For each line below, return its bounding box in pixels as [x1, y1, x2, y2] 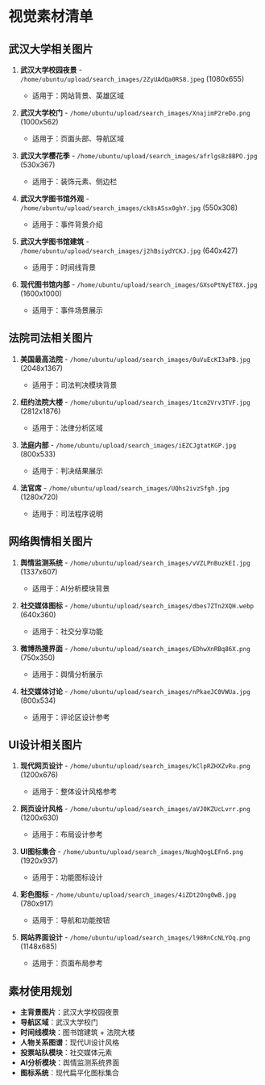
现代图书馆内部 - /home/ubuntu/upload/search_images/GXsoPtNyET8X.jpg [19, 280, 258, 289]
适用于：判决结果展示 [31, 465, 103, 475]
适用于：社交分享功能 [31, 626, 103, 636]
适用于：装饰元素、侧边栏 [31, 177, 118, 186]
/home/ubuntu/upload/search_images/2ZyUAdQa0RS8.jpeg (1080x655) [19, 74, 245, 83]
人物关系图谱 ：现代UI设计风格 [19, 1037, 119, 1047]
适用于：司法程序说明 [31, 508, 103, 518]
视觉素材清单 [8, 7, 94, 26]
